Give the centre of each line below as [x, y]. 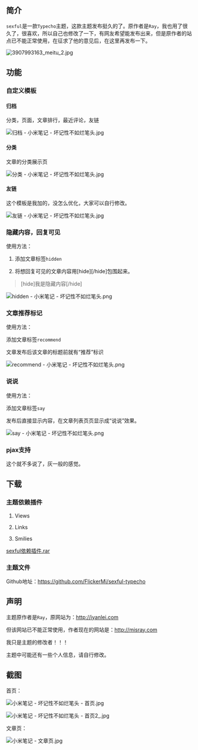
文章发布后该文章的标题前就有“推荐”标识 [55, 352]
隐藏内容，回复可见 [33, 232]
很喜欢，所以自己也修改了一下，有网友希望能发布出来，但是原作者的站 [107, 33]
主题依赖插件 [24, 502]
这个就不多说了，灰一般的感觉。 [45, 464]
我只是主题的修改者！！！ [37, 642]
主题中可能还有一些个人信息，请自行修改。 [58, 654]
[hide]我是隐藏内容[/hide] [51, 284]
